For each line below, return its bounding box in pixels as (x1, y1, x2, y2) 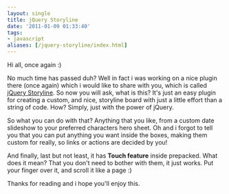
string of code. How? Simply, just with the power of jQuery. (7, 104, 174, 111)
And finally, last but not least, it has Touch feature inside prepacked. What (7, 151, 218, 160)
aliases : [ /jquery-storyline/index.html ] (7, 42, 128, 49)
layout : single (7, 10, 51, 17)
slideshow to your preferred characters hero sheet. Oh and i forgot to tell (7, 124, 213, 132)
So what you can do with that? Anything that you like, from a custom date (7, 117, 215, 124)
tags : (7, 29, 23, 36)
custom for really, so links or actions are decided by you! (7, 138, 168, 146)
